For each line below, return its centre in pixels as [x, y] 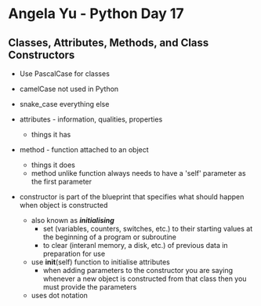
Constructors [42, 55]
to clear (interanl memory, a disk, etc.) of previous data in [136, 245]
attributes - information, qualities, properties [91, 119]
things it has [51, 135]
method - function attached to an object [84, 149]
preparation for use [74, 253]
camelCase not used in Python [69, 89]
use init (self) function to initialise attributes [100, 262]
